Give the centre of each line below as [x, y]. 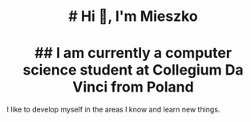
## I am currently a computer [133, 53]
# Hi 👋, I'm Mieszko [133, 16]
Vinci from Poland [133, 87]
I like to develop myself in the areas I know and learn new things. [113, 110]
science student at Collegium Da [133, 70]
